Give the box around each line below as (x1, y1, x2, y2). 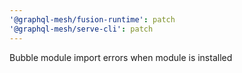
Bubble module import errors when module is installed (9, 51, 233, 63)
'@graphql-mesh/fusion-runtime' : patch (9, 14, 176, 25)
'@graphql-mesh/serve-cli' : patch (9, 24, 154, 34)
